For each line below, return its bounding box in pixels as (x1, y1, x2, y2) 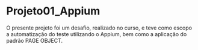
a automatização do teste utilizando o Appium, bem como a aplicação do (6, 30, 187, 37)
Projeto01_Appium (6, 4, 101, 18)
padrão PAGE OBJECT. (6, 37, 63, 44)
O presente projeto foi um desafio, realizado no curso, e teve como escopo (6, 24, 193, 31)
